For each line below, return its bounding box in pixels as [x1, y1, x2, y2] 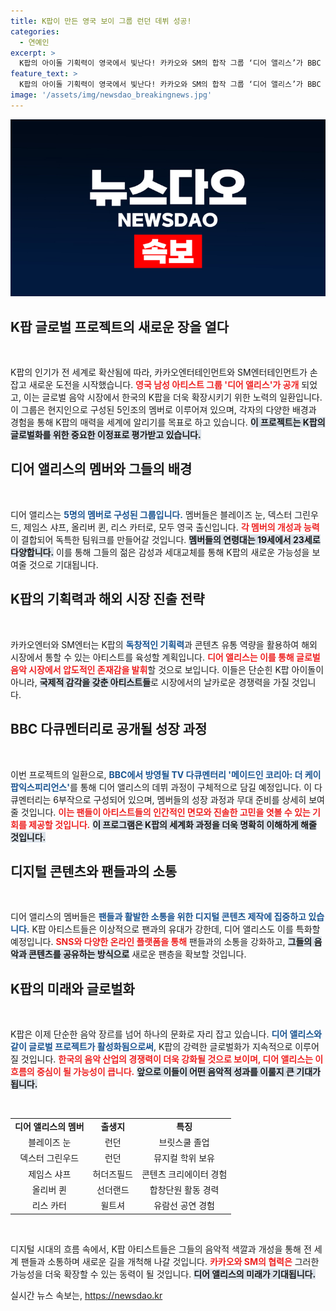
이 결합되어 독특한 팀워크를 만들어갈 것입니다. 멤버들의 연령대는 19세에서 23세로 [10, 533, 321, 545]
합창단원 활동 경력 [149, 1183, 220, 1195]
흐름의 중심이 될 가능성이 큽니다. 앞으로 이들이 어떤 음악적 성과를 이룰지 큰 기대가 [10, 1066, 321, 1078]
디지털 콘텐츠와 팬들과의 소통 [10, 863, 178, 880]
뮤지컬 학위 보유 [153, 1152, 215, 1164]
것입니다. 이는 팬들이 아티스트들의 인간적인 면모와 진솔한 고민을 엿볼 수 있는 [20, 806, 311, 818]
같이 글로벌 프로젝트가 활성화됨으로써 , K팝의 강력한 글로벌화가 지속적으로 [10, 1041, 293, 1053]
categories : [10, 26, 60, 37]
